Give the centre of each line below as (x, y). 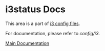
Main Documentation (27, 43)
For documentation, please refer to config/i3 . (53, 33)
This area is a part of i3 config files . (43, 23)
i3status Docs (35, 9)
